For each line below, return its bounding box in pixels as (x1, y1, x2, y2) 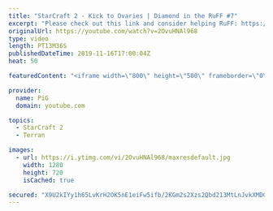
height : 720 (23, 168, 63, 177)
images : (8, 146, 35, 154)
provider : (8, 86, 42, 94)
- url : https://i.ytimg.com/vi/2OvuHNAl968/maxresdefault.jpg (15, 153, 231, 161)
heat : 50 (8, 58, 38, 66)
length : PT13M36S (8, 42, 67, 50)
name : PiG (15, 94, 49, 102)
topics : (8, 116, 35, 124)
